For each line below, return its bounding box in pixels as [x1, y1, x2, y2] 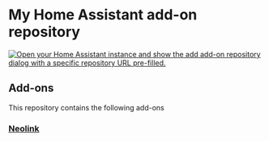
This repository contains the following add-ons [8, 102, 164, 112]
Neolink [8, 122, 40, 134]
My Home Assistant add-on [8, 6, 198, 24]
